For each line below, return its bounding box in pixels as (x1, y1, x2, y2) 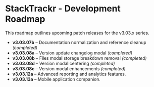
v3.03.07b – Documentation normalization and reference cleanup (12, 39, 147, 45)
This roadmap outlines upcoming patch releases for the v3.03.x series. (5, 30, 150, 36)
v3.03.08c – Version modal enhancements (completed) (12, 65, 126, 72)
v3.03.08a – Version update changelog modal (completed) (12, 50, 133, 56)
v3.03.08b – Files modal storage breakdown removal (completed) (12, 55, 147, 61)
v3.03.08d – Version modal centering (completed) (12, 60, 115, 66)
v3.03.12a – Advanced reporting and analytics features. (12, 71, 126, 77)
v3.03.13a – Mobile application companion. (12, 76, 101, 82)
